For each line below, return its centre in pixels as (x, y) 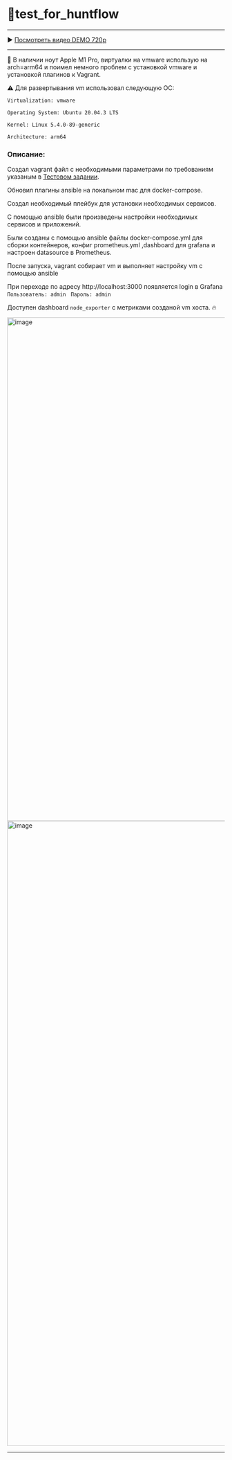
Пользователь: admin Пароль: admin (59, 295)
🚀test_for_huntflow (63, 14)
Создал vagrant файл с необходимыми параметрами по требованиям (110, 170)
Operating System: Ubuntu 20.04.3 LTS (63, 113)
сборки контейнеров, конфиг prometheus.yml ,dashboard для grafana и (111, 245)
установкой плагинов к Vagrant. (54, 74)
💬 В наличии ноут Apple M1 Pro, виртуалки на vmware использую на (107, 60)
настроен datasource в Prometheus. (59, 253)
